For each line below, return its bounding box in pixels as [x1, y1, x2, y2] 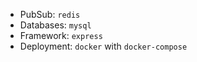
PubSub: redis [19, 9, 81, 20]
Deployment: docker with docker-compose [19, 40, 188, 52]
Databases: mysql [19, 19, 92, 31]
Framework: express [19, 30, 103, 41]
